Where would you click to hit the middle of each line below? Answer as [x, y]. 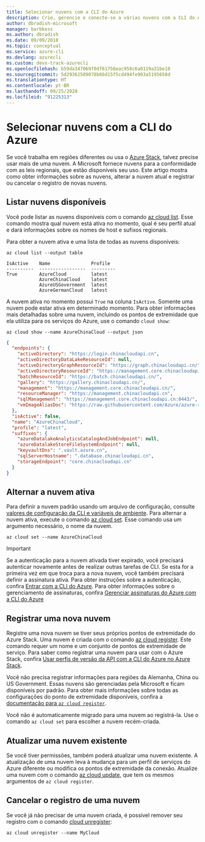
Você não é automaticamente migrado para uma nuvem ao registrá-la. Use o [103, 715]
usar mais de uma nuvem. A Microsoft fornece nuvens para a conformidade [101, 163]
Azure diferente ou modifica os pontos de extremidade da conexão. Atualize [102, 768]
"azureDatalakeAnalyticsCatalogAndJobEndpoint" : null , [88, 439]
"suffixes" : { [30, 433]
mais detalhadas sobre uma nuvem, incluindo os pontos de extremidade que [102, 314]
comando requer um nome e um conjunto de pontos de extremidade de [96, 646]
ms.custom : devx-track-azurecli [47, 63]
